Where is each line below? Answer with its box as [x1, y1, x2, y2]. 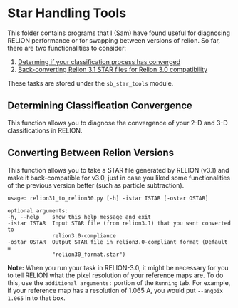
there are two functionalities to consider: [7, 43, 127, 52]
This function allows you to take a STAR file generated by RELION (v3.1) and [7, 165, 229, 174]
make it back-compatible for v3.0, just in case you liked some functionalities [7, 173, 230, 182]
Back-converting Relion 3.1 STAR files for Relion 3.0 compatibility [17, 65, 208, 73]
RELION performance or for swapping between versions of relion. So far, [7, 36, 221, 44]
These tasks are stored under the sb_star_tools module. [7, 78, 174, 87]
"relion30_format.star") [52, 251, 126, 258]
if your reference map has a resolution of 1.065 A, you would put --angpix [7, 286, 223, 294]
